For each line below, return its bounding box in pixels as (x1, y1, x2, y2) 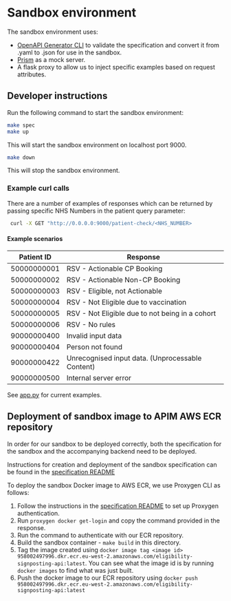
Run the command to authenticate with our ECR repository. (16, 531, 184, 539)
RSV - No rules (66, 319, 115, 329)
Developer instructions (7, 90, 108, 102)
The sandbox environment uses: (7, 28, 98, 36)
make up (7, 128, 30, 135)
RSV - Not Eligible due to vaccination (66, 297, 187, 307)
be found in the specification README (7, 467, 115, 476)
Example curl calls (7, 184, 70, 193)
